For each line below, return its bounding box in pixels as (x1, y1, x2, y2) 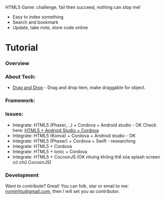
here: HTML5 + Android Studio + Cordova (12, 127, 99, 133)
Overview (5, 60, 30, 67)
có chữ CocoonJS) (12, 159, 52, 165)
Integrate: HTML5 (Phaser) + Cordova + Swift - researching (12, 137, 136, 144)
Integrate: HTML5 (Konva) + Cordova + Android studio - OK (12, 132, 136, 138)
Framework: (5, 97, 36, 104)
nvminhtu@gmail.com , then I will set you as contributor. (5, 188, 120, 194)
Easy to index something (12, 14, 64, 19)
